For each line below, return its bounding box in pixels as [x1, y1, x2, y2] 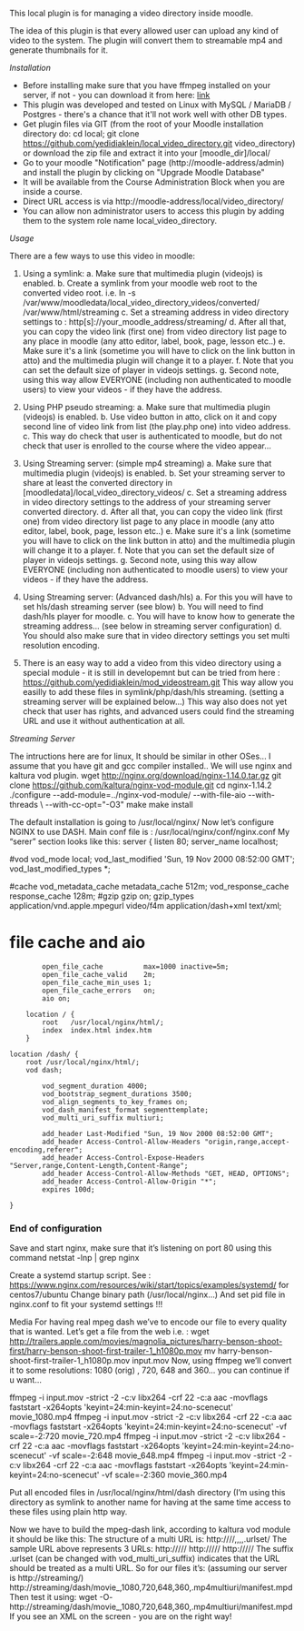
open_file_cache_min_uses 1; [42, 978, 152, 987]
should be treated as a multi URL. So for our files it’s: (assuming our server [9, 1563, 288, 1574]
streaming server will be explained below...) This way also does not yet [22, 696, 288, 707]
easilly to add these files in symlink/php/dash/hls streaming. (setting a [22, 687, 285, 697]
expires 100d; [42, 1184, 95, 1194]
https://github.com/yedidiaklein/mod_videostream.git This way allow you [22, 677, 294, 688]
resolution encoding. [22, 640, 100, 650]
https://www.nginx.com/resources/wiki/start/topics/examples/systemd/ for [9, 1280, 289, 1291]
